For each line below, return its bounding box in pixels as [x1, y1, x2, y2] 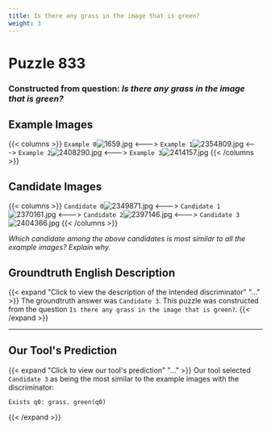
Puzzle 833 [8, 54, 86, 73]
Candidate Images [8, 179, 102, 194]
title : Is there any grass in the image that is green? [8, 11, 200, 20]
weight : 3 [8, 19, 42, 27]
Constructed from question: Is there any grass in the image [8, 82, 245, 94]
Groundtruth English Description [8, 265, 176, 279]
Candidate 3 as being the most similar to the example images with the [8, 374, 240, 383]
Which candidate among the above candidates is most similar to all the [8, 234, 246, 244]
